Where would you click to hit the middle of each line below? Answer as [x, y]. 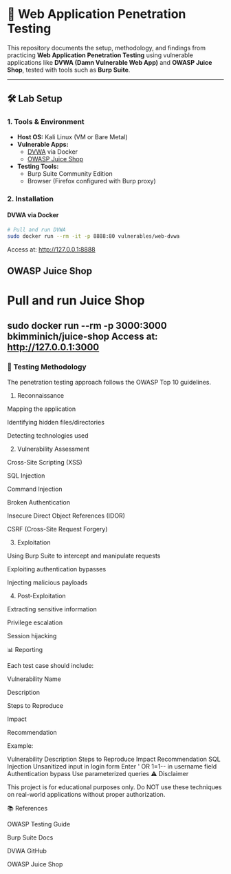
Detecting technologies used [48, 435]
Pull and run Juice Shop [76, 301]
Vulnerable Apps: [43, 144]
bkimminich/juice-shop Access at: [82, 337]
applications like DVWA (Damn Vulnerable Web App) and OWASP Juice [110, 62]
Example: [20, 745]
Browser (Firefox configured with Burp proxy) [91, 181]
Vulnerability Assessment [53, 449]
